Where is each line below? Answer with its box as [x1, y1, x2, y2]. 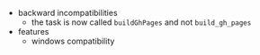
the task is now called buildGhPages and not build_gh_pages [31, 17, 252, 27]
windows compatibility [31, 35, 115, 46]
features [17, 27, 49, 36]
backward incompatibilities [17, 8, 119, 18]
